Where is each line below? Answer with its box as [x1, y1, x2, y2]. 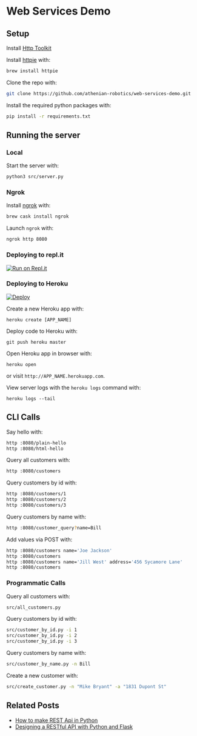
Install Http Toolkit [6, 44, 52, 52]
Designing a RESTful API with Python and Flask [15, 723, 133, 730]
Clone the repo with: [6, 79, 58, 86]
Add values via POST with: [6, 535, 73, 543]
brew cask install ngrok [6, 213, 69, 219]
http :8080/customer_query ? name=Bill [6, 524, 102, 531]
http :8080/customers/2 [6, 497, 67, 503]
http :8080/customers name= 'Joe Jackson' [6, 547, 113, 554]
